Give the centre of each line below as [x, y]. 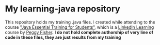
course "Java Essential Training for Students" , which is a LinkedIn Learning [80, 27]
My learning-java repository [63, 9]
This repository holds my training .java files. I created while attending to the [80, 22]
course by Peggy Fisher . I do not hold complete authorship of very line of [79, 32]
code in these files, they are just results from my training [63, 37]
